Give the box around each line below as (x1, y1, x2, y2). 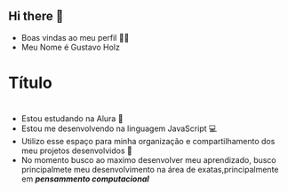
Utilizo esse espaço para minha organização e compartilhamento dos (20, 136, 276, 147)
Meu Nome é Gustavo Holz (20, 42, 121, 52)
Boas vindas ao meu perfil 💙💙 (20, 32, 130, 42)
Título (8, 73, 52, 93)
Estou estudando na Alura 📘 (20, 113, 124, 124)
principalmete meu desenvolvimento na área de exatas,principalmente (20, 165, 279, 175)
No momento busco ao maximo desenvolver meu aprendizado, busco (20, 155, 276, 166)
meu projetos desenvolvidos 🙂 (20, 145, 132, 156)
